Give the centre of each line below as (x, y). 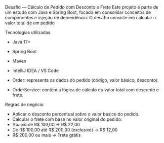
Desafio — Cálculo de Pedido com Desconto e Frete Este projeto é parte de (82, 7)
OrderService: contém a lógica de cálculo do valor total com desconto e (85, 90)
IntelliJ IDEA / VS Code (36, 71)
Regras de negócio (24, 105)
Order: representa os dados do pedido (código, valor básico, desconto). (85, 80)
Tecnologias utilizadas (28, 32)
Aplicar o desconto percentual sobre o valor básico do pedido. (76, 114)
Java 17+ (21, 42)
